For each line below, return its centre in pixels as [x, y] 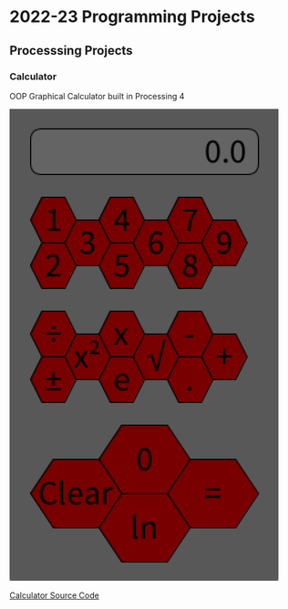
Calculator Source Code [55, 595]
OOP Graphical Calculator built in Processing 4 [97, 96]
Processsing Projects [72, 51]
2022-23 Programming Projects [132, 17]
